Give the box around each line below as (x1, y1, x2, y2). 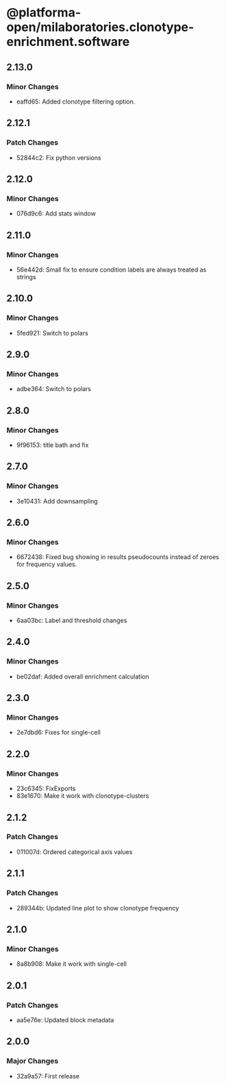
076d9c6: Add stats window (16, 209, 97, 217)
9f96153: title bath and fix (16, 441, 89, 449)
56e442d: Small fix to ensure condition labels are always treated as (16, 265, 207, 274)
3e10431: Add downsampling (16, 497, 98, 505)
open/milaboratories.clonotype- (6, 19, 194, 35)
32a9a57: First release (16, 1072, 80, 1080)
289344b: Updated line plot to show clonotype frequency (16, 904, 179, 912)
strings (16, 272, 36, 281)
